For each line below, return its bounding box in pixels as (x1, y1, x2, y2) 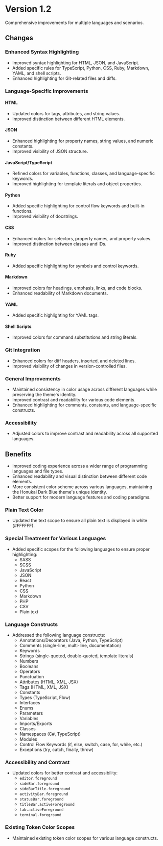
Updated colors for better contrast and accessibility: (12, 770, 118, 776)
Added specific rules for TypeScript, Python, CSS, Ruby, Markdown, (12, 65, 150, 71)
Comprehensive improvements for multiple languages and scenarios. (5, 20, 144, 25)
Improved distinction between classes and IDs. (12, 241, 107, 247)
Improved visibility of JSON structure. (12, 148, 88, 154)
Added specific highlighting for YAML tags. (12, 312, 99, 318)
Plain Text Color (5, 506, 44, 513)
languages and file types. (12, 468, 64, 474)
